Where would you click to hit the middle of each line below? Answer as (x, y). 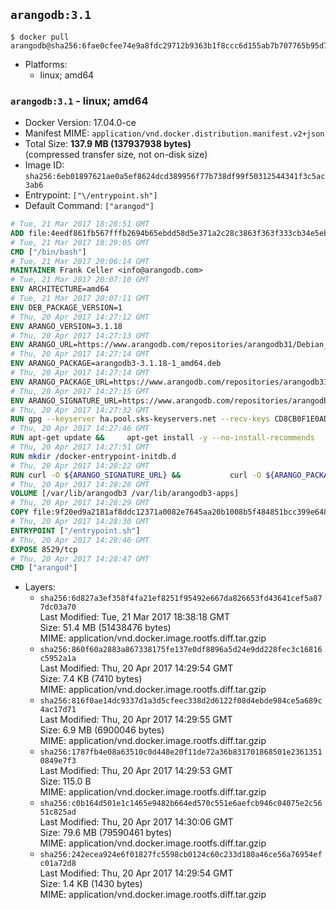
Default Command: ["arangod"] (89, 206)
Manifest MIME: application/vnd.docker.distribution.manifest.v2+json (174, 133)
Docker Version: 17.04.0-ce (80, 123)
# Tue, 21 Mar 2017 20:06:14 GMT (80, 261)
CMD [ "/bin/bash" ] (48, 252)
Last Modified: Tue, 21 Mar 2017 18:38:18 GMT (134, 617)
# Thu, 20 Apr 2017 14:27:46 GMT (80, 429)
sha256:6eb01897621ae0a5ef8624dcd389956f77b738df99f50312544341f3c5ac (175, 177)
